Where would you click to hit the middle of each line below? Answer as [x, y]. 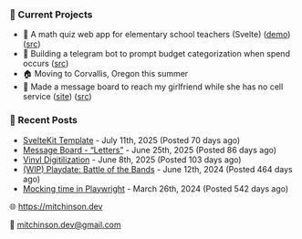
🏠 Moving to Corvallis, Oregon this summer [105, 74]
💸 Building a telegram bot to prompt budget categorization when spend [156, 54]
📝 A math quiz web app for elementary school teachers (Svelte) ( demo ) [156, 35]
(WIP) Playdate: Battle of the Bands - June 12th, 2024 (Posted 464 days [158, 169]
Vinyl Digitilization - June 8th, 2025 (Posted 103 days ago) [132, 160]
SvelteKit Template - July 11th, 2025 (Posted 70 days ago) [131, 140]
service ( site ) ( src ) [57, 97]
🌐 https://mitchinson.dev [56, 206]
